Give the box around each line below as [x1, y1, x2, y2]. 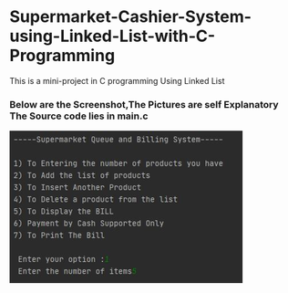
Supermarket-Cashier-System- [9, 6, 252, 27]
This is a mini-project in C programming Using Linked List [9, 75, 225, 86]
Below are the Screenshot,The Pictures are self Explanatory [9, 98, 280, 110]
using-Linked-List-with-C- [9, 26, 216, 47]
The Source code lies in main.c [9, 110, 149, 122]
